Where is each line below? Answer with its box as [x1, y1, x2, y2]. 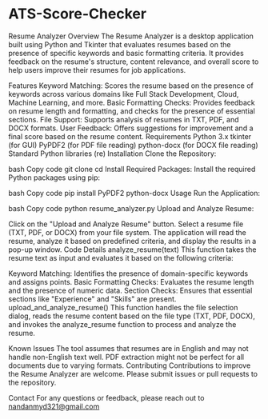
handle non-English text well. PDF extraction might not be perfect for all [8, 352, 245, 361]
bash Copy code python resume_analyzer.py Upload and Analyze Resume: [8, 203, 254, 213]
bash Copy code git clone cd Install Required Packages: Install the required [8, 164, 256, 174]
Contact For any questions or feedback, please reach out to [8, 393, 205, 402]
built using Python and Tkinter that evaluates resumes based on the [8, 39, 231, 49]
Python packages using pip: [8, 173, 101, 182]
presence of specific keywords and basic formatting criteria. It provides [8, 48, 244, 58]
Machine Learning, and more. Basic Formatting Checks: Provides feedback [8, 98, 255, 107]
